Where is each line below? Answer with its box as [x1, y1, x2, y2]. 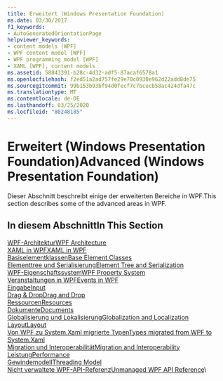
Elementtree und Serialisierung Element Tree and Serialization [7, 261, 184, 269]
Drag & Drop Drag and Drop [7, 290, 86, 299]
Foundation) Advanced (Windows [7, 153, 205, 169]
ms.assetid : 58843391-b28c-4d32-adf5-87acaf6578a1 [7, 69, 158, 76]
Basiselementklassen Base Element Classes [7, 253, 132, 261]
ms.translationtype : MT [7, 89, 77, 96]
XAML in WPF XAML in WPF [7, 245, 87, 254]
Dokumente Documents [7, 305, 74, 314]
